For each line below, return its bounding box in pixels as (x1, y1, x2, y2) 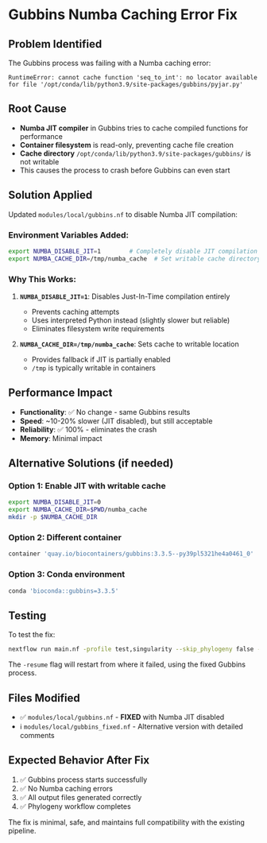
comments (19, 730, 55, 740)
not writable (19, 157, 60, 166)
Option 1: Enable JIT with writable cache (8, 481, 167, 492)
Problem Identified (8, 37, 103, 51)
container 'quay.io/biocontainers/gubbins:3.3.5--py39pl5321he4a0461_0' (8, 550, 254, 558)
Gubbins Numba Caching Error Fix (8, 6, 238, 24)
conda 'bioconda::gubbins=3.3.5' (8, 586, 119, 595)
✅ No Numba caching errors (19, 783, 114, 793)
